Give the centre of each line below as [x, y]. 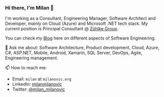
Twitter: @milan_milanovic [38, 89]
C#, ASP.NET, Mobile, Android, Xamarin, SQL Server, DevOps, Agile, [74, 53]
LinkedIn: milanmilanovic [37, 84]
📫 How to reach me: [26, 68]
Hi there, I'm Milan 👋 [29, 8]
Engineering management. [32, 58]
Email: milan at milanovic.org [42, 79]
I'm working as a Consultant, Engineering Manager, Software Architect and [80, 19]
